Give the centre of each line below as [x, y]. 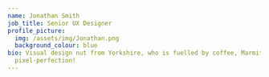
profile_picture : [37, 30]
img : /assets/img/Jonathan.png [67, 38]
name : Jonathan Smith [44, 16]
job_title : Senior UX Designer [60, 23]
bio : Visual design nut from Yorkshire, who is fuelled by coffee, [123, 53]
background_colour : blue [56, 46]
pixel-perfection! [46, 61]
